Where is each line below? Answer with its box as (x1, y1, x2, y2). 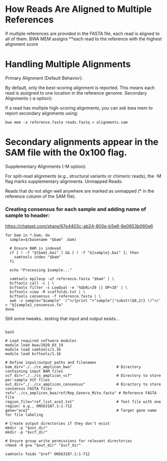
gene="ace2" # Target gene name (5, 408, 157, 413)
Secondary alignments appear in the (5, 136, 159, 148)
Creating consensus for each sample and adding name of (5, 206, 147, 213)
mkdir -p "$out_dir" (5, 426, 48, 431)
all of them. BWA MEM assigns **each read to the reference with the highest (5, 36, 162, 42)
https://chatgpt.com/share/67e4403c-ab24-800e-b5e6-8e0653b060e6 (5, 223, 153, 230)
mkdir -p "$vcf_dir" (5, 430, 48, 435)
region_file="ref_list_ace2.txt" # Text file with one (5, 399, 162, 404)
